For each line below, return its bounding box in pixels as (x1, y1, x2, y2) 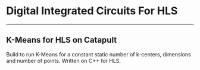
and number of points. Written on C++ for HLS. (6, 57, 121, 64)
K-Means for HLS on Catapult (6, 35, 117, 45)
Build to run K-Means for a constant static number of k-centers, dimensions (6, 50, 192, 58)
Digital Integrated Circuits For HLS (6, 4, 178, 18)
